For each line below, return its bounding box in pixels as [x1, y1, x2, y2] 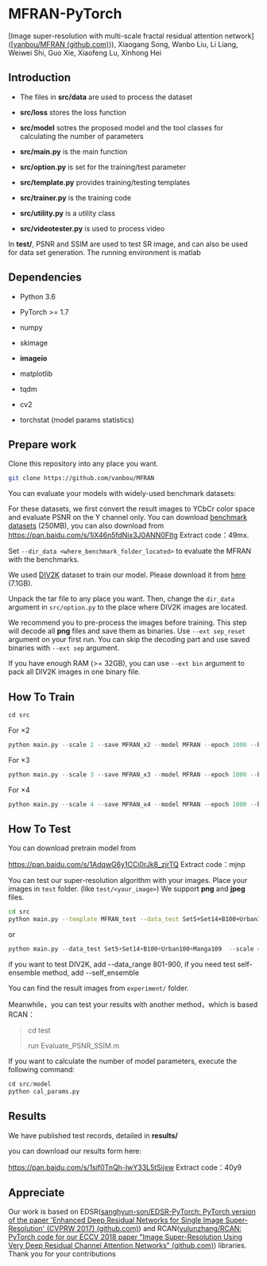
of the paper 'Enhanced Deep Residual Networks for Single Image [8, 1215, 224, 1225]
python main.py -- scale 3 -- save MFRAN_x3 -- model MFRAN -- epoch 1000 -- [8, 770, 258, 779]
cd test [27, 1026, 51, 1035]
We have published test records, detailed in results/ [8, 1130, 179, 1140]
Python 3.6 [19, 292, 56, 301]
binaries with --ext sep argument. [8, 643, 120, 652]
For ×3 [8, 755, 30, 765]
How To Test [8, 822, 72, 835]
